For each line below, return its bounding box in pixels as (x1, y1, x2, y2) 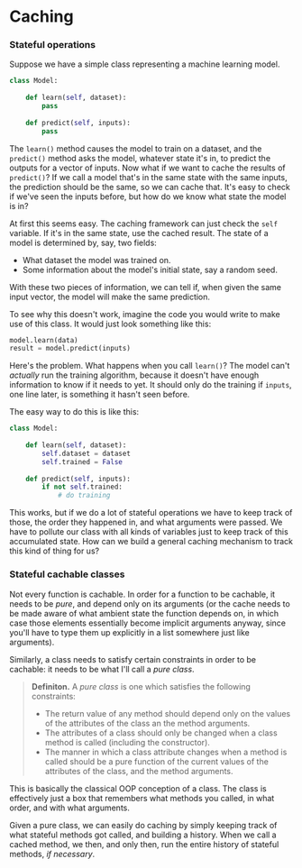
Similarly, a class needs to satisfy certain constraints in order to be (9, 653, 257, 664)
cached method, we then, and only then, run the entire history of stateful (9, 838, 279, 849)
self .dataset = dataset (41, 449, 131, 458)
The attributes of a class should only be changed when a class (44, 727, 278, 738)
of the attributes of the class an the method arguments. (44, 717, 251, 728)
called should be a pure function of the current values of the (44, 755, 269, 767)
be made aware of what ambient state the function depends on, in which (9, 608, 279, 618)
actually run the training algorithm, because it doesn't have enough (9, 370, 260, 380)
